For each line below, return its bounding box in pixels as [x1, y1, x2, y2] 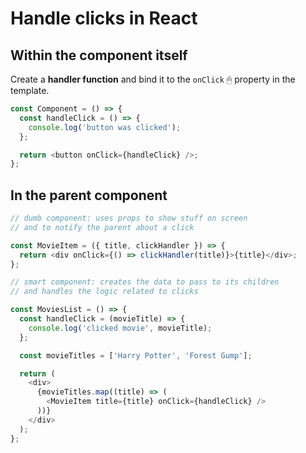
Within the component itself [10, 47, 188, 64]
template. [10, 85, 50, 96]
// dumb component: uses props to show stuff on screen [10, 213, 248, 224]
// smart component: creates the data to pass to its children [10, 277, 280, 287]
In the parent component [10, 187, 168, 204]
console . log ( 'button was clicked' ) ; [28, 122, 182, 132]
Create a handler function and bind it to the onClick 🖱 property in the [10, 73, 296, 85]
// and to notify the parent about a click [10, 222, 195, 232]
